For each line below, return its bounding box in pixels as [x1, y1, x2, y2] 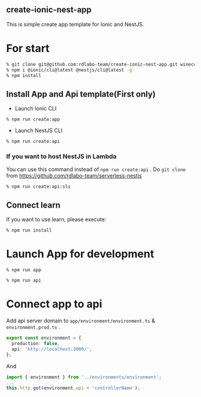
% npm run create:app [6, 117, 60, 123]
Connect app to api [6, 297, 103, 311]
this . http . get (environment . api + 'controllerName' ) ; [6, 385, 141, 391]
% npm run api [6, 277, 42, 283]
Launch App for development [6, 248, 154, 261]
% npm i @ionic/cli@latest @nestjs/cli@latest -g [6, 67, 133, 73]
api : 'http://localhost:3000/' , [11, 346, 93, 352]
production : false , [11, 341, 60, 347]
